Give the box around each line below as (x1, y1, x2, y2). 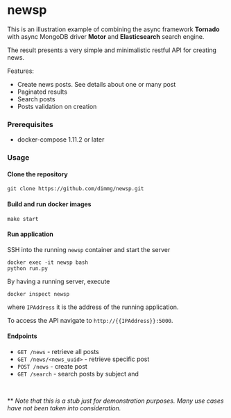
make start (7, 215, 39, 222)
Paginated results (17, 87, 68, 96)
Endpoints (7, 332, 37, 340)
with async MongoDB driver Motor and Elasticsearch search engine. (7, 32, 205, 40)
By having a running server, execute (7, 277, 110, 285)
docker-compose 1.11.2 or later (17, 135, 105, 144)
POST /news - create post (17, 362, 88, 370)
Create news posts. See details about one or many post (17, 80, 176, 88)
